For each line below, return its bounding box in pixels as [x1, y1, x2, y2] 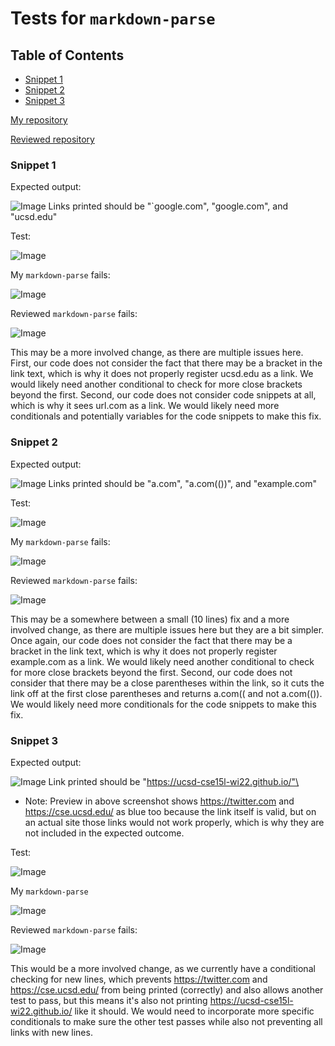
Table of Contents [10, 47, 125, 64]
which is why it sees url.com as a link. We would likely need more [10, 400, 280, 412]
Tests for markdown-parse [10, 7, 216, 30]
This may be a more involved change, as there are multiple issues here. [10, 347, 304, 359]
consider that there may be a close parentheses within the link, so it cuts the [10, 677, 325, 689]
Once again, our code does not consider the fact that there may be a [10, 634, 293, 646]
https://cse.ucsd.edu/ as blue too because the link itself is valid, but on [24, 805, 317, 817]
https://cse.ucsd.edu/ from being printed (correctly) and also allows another [10, 983, 324, 996]
